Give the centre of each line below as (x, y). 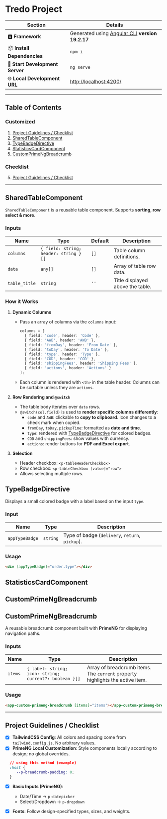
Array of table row (135, 266)
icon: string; (43, 674)
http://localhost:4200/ (96, 82)
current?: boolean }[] (53, 679)
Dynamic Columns (32, 312)
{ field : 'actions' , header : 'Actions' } (68, 368)
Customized (20, 122)
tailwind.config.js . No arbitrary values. (54, 743)
